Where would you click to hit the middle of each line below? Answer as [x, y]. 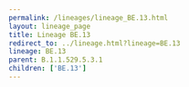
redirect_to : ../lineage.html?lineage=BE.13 [94, 43]
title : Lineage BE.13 [50, 34]
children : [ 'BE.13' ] [48, 69]
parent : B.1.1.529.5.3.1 [56, 60]
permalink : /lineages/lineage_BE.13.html [89, 18]
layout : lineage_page [50, 26]
